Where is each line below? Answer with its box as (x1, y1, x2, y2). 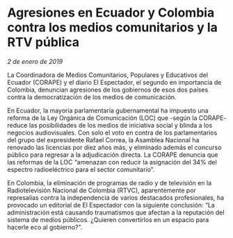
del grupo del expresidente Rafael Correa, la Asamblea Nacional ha (7, 135, 200, 144)
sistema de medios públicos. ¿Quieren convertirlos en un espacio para (7, 215, 209, 223)
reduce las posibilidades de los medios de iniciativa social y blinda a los (7, 121, 213, 129)
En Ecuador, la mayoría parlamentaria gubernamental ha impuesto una (7, 106, 209, 114)
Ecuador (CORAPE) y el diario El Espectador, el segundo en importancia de (7, 78, 222, 86)
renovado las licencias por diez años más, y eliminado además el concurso (7, 143, 222, 151)
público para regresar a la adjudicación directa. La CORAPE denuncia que (7, 151, 218, 159)
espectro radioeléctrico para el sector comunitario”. (7, 165, 155, 173)
